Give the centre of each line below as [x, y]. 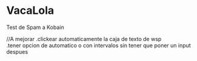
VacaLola [30, 11]
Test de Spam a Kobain [35, 27]
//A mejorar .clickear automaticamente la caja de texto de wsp [84, 39]
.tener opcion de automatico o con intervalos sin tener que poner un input [99, 45]
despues [17, 51]
